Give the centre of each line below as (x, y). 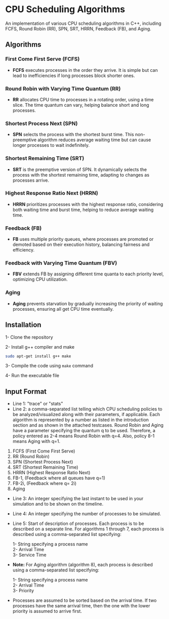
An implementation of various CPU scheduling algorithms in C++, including (83, 23)
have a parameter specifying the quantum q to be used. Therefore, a (84, 431)
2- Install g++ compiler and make (40, 347)
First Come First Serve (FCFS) (43, 59)
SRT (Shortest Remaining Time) (45, 467)
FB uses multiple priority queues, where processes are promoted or (83, 239)
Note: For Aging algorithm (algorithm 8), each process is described (82, 565)
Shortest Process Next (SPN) (41, 123)
